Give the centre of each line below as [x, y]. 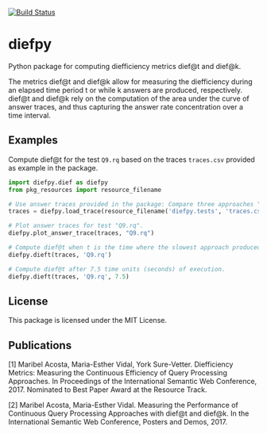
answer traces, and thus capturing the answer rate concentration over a [126, 106]
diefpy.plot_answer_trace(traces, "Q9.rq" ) [81, 233]
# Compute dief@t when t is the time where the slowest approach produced [135, 248]
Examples [33, 140]
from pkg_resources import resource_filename [85, 190]
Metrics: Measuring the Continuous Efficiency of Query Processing [118, 373]
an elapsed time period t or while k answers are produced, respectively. [126, 90]
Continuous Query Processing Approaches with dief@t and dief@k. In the [129, 413]
